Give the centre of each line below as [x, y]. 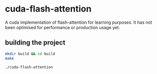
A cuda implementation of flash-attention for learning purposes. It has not [79, 22]
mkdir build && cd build [30, 54]
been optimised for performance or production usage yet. [63, 27]
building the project [35, 43]
